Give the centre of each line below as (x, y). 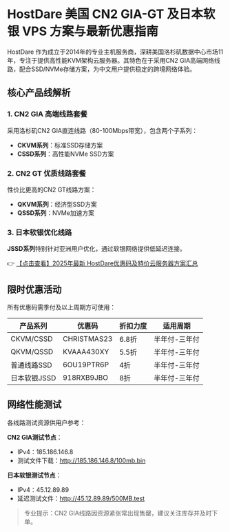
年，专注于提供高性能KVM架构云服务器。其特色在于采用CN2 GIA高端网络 (111, 60)
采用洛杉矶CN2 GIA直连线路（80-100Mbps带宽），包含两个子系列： (103, 130)
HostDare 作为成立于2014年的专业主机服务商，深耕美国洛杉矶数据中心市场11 (115, 52)
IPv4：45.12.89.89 (43, 489)
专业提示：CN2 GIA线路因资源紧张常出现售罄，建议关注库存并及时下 (121, 513)
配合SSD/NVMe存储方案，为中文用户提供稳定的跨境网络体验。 (107, 69)
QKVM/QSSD (32, 352)
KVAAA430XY (86, 352)
